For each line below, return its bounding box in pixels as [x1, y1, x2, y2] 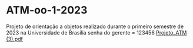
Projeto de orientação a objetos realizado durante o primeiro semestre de [6, 23, 184, 30]
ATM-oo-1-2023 [6, 4, 88, 17]
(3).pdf [6, 35, 24, 42]
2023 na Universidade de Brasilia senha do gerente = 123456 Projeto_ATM [6, 29, 187, 36]
